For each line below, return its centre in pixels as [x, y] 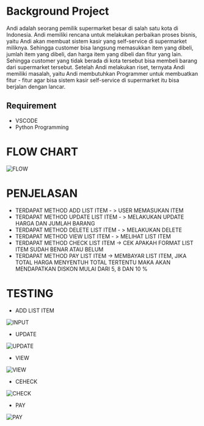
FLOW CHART [42, 152]
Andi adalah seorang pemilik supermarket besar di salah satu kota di [92, 28]
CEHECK [26, 381]
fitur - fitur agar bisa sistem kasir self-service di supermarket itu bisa [93, 80]
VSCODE [26, 120]
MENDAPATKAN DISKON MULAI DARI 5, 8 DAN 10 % [81, 269]
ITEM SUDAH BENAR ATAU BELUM [59, 249]
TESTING [30, 293]
